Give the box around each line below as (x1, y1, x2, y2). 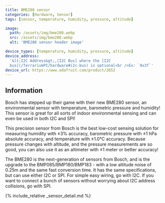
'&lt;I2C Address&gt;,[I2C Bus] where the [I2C (10, 58, 111, 63)
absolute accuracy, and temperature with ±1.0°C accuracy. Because (5, 136, 145, 142)
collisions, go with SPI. (5, 183, 52, 189)
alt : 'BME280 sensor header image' (10, 40, 84, 45)
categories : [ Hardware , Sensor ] (5, 12, 73, 17)
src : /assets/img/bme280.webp (10, 35, 73, 40)
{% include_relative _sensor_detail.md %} (5, 193, 91, 199)
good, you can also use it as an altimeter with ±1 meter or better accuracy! (5, 147, 159, 153)
